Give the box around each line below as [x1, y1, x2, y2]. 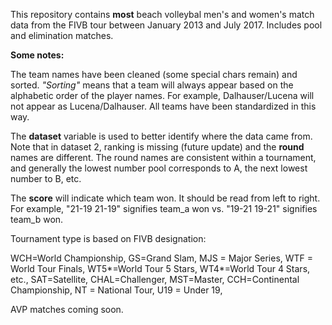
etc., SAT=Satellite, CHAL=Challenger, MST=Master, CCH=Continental [10, 274, 300, 285]
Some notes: [10, 49, 65, 61]
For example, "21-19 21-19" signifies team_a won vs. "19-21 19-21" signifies [10, 203, 318, 214]
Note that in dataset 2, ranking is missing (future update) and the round [10, 141, 305, 153]
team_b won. [10, 214, 64, 225]
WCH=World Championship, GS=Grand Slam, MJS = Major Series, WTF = [10, 252, 314, 264]
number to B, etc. [10, 173, 82, 184]
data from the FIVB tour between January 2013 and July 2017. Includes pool [10, 19, 323, 31]
